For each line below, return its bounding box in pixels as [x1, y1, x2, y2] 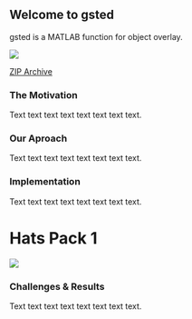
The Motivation [9, 88, 79, 101]
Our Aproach [9, 132, 68, 145]
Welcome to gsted [9, 7, 115, 23]
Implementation [9, 175, 82, 188]
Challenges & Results [9, 280, 105, 293]
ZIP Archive [9, 65, 53, 76]
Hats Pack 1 [9, 227, 98, 248]
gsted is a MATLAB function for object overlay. [9, 31, 183, 42]
